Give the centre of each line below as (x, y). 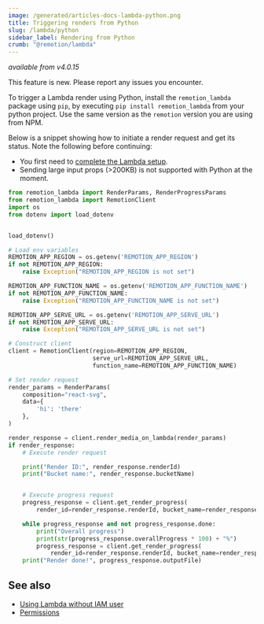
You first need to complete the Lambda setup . (93, 161)
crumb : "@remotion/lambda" (52, 45)
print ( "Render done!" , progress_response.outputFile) (112, 561)
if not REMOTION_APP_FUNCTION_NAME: (68, 293)
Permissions (40, 612)
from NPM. (26, 123)
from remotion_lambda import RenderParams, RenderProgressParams (117, 193)
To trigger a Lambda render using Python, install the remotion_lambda (120, 98)
